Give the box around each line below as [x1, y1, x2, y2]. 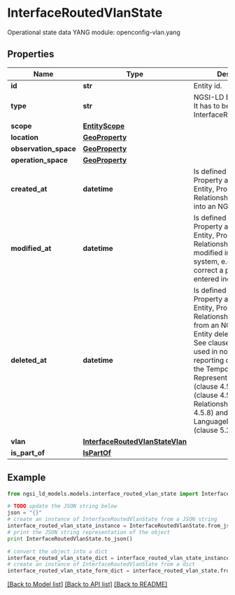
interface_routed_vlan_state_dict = [7, 554, 114, 561]
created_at [10, 184, 48, 194]
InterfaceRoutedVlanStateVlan [83, 436, 187, 446]
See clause [193, 338, 230, 347]
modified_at [10, 243, 52, 253]
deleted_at [10, 355, 47, 365]
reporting [193, 355, 225, 365]
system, [193, 257, 220, 266]
